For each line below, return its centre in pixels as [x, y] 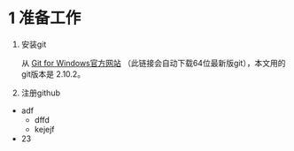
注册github [41, 93]
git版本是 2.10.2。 [53, 74]
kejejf [44, 129]
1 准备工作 [45, 18]
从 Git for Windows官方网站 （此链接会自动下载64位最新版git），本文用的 [153, 63]
